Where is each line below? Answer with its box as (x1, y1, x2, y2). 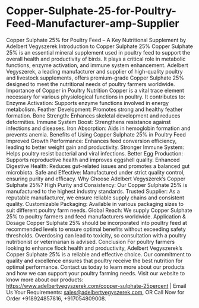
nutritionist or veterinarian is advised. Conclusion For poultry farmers (6, 238, 175, 245)
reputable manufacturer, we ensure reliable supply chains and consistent (6, 194, 185, 201)
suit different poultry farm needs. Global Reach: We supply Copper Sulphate (6, 207, 192, 214)
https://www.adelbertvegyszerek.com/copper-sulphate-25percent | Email (6, 282, 187, 289)
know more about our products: (6, 276, 84, 283)
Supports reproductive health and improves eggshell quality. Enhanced (6, 156, 180, 163)
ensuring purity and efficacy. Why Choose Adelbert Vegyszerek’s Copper (6, 175, 186, 182)
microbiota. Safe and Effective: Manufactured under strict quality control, (6, 169, 185, 176)
